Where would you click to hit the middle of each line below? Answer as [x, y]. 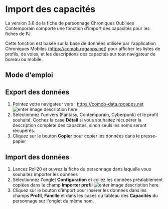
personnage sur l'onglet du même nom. [53, 200]
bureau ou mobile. [24, 59]
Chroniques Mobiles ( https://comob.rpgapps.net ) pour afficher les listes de [83, 48]
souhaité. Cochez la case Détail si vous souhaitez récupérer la [77, 120]
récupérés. [24, 130]
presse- [149, 136]
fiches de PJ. [19, 33]
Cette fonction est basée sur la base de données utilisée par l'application [81, 43]
